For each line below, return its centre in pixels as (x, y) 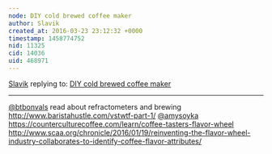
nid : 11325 (27, 46)
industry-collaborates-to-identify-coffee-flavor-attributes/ (105, 141)
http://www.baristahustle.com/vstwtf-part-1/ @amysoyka (104, 115)
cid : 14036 (27, 53)
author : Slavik (34, 23)
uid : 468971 (28, 61)
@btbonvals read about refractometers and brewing (95, 106)
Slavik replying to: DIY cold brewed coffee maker (90, 83)
